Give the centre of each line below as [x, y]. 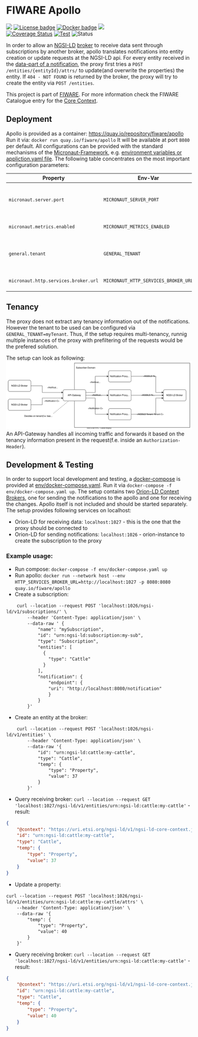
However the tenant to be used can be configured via [71, 327]
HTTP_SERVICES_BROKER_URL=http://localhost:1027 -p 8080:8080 [93, 582]
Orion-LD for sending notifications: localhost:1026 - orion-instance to [100, 534]
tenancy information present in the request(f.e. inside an [74, 440]
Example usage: [29, 556]
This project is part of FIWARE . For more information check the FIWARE [93, 94]
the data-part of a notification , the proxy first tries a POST [75, 64]
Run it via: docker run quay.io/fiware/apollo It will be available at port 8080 [98, 140]
